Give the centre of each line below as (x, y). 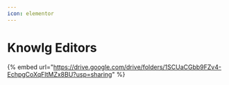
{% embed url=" (31, 67)
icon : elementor (31, 13)
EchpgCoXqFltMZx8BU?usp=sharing (60, 74)
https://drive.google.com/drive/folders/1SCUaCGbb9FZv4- (137, 67)
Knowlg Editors (52, 47)
